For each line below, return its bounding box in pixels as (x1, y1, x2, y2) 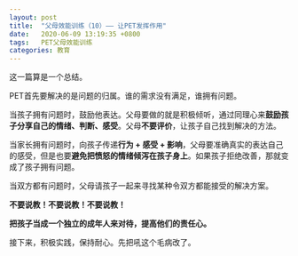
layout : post (9, 12, 58, 22)
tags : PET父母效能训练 (9, 37, 93, 47)
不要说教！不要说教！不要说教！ (9, 199, 126, 210)
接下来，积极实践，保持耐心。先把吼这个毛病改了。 (9, 237, 196, 248)
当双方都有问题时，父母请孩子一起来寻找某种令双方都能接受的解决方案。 (9, 180, 273, 191)
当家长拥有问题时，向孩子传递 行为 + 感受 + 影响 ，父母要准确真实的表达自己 (9, 140, 284, 150)
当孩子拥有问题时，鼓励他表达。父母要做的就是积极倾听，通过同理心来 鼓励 (9, 109, 281, 120)
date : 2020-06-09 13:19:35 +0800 (9, 29, 141, 38)
